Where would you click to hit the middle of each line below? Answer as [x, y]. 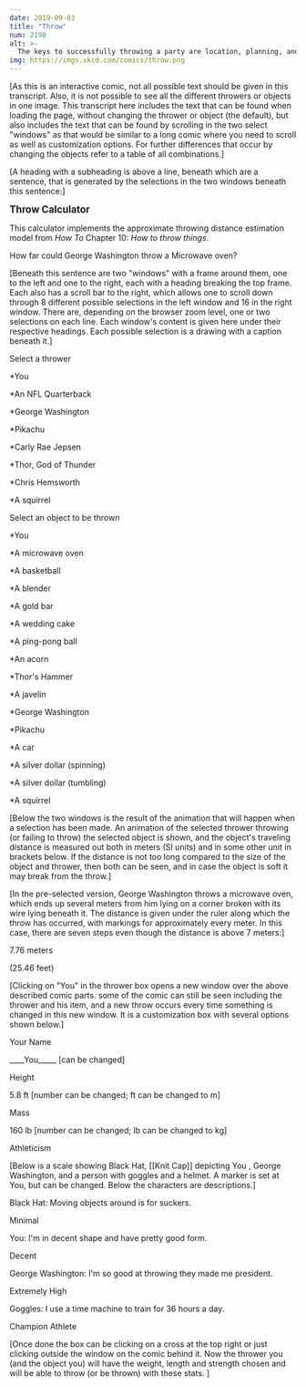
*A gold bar [31, 606]
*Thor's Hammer [41, 677]
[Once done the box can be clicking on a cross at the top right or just [138, 1344]
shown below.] [37, 1024]
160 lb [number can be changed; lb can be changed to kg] [118, 1130]
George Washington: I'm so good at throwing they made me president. [141, 1273]
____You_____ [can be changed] [67, 1060]
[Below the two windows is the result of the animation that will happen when [153, 818]
